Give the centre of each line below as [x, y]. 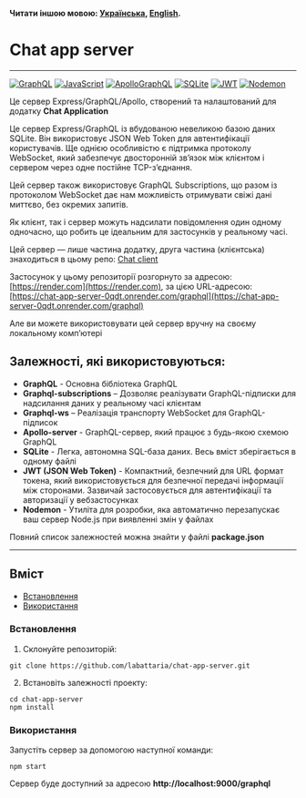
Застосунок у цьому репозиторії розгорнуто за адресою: [121, 276]
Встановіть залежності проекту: [85, 682]
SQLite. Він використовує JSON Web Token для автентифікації [130, 138]
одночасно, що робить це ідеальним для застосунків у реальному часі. [149, 231]
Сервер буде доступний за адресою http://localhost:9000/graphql [140, 783]
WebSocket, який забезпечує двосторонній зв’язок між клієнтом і [137, 158]
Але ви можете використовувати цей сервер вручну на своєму [133, 323]
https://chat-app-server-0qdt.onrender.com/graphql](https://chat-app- [146, 296]
